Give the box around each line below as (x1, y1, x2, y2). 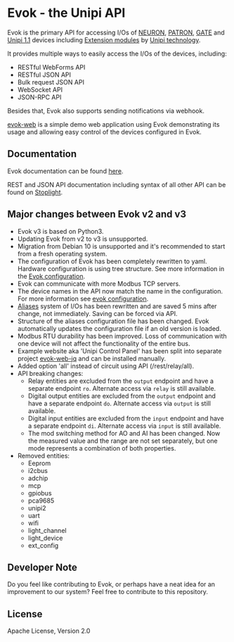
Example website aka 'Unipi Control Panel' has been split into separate (17, 346, 222, 355)
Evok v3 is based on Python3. (17, 227, 104, 235)
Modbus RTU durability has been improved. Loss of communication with (17, 332, 227, 340)
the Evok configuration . (17, 272, 86, 280)
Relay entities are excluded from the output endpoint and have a (27, 377, 214, 385)
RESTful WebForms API (17, 63, 86, 71)
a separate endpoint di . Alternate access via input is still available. (27, 421, 221, 430)
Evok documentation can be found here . (7, 167, 124, 175)
